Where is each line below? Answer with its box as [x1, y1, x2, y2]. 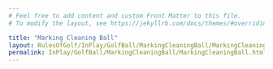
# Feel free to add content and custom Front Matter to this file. [8, 11, 242, 20]
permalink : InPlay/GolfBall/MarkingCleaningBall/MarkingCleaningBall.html [8, 49, 267, 57]
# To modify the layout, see [8, 19, 107, 27]
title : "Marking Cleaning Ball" [8, 34, 118, 42]
